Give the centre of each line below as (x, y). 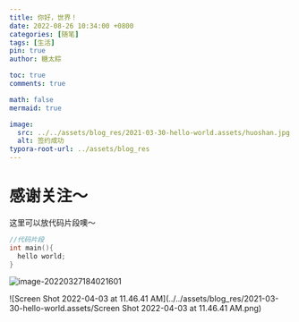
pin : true (28, 51)
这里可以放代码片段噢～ (52, 222)
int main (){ (31, 248)
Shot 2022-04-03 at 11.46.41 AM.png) (192, 309)
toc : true (28, 76)
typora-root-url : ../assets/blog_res (80, 149)
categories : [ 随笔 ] (44, 34)
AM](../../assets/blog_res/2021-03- (214, 299)
